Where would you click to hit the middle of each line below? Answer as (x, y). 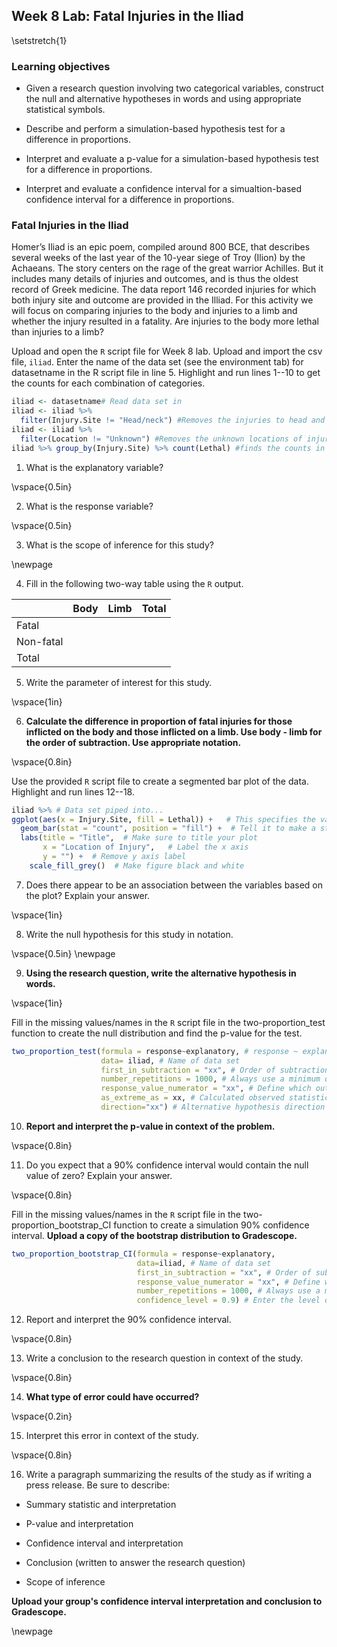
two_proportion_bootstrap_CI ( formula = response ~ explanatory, (143, 1254)
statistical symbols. (65, 110)
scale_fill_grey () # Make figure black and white (137, 865)
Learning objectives (61, 66)
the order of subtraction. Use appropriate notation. (133, 742)
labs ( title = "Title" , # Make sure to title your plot (139, 838)
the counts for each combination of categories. (108, 383)
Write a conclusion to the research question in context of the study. (164, 1358)
